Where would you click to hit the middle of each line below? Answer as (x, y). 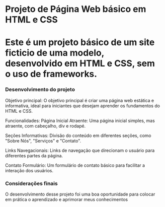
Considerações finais (32, 183)
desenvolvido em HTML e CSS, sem (80, 64)
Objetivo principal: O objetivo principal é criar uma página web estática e (80, 100)
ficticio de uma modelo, (55, 53)
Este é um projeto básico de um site (80, 42)
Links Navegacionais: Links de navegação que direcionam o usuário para (80, 150)
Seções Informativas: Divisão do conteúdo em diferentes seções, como (78, 136)
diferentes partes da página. (34, 155)
